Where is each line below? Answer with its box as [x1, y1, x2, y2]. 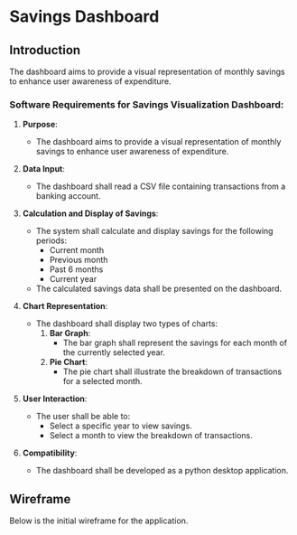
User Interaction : [22, 393, 88, 404]
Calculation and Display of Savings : [22, 208, 159, 219]
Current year [49, 274, 97, 285]
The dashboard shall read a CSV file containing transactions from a [35, 181, 286, 192]
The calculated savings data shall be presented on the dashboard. [35, 283, 283, 295]
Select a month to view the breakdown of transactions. [49, 430, 253, 441]
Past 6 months [49, 264, 104, 275]
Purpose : [22, 119, 59, 130]
